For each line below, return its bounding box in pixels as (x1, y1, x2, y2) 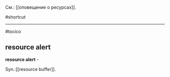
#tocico (5, 29, 21, 34)
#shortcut (5, 14, 26, 20)
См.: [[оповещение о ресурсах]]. (5, 5, 76, 10)
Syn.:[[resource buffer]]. (5, 66, 56, 72)
